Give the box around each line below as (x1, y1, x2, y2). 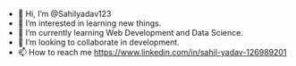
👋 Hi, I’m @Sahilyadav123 (17, 9, 112, 19)
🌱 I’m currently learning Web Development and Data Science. (17, 28, 243, 37)
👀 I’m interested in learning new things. (17, 18, 162, 29)
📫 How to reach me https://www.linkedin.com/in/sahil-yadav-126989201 (17, 47, 287, 57)
